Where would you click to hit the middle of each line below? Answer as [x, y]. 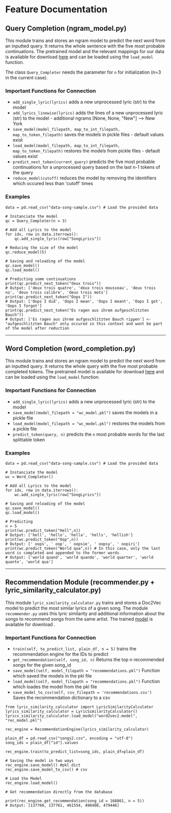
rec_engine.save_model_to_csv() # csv [46, 770]
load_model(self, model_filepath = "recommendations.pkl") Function [86, 682]
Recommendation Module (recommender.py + [80, 582]
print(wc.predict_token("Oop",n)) [42, 539]
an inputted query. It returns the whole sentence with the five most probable [85, 46]
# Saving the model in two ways [39, 761]
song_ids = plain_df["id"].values [42, 743]
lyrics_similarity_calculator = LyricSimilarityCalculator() [72, 712]
